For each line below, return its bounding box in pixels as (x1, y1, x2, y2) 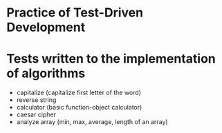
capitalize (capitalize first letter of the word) (16, 88, 141, 97)
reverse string (16, 96, 57, 104)
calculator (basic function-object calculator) (16, 103, 142, 112)
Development (6, 19, 86, 35)
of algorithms (6, 65, 86, 81)
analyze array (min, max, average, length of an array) (16, 118, 168, 126)
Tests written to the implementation (6, 51, 216, 67)
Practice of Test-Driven (6, 5, 143, 21)
